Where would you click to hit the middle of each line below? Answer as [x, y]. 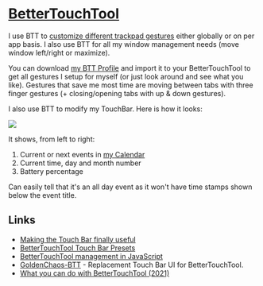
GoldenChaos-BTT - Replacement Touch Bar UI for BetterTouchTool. [131, 265]
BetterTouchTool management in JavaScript [91, 256]
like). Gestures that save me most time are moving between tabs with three [131, 85]
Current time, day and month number [80, 163]
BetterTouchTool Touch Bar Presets [77, 248]
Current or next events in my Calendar [82, 154]
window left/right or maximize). [59, 52]
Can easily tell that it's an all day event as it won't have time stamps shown [130, 187]
